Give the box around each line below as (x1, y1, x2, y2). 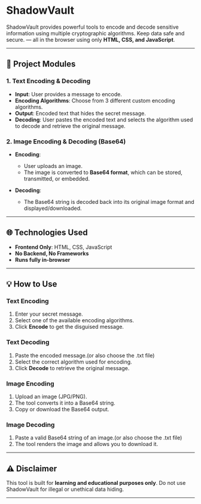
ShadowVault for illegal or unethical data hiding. (6, 485, 124, 493)
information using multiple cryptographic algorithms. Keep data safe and (6, 29, 185, 36)
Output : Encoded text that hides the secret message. (14, 109, 147, 117)
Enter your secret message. (14, 310, 83, 317)
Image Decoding (6, 420, 55, 429)
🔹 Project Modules (6, 59, 76, 69)
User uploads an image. (23, 162, 83, 169)
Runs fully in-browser (14, 256, 71, 263)
